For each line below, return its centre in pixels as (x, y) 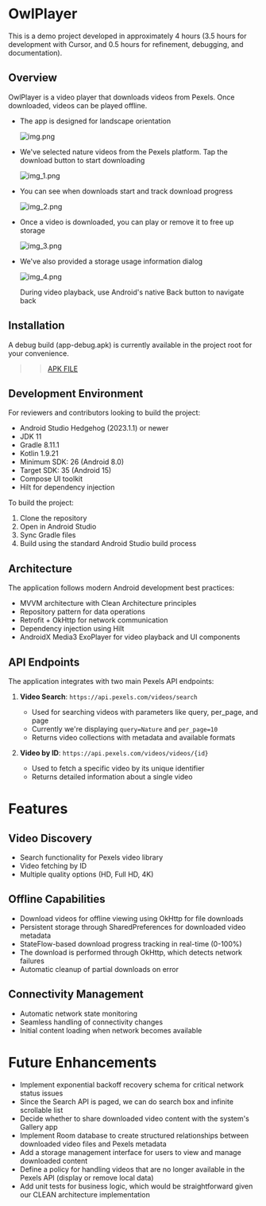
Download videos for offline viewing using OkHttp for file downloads (131, 918)
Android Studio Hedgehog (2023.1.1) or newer (94, 428)
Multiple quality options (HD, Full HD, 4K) (87, 874)
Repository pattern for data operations (82, 612)
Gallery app (39, 1126)
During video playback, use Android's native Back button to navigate (132, 292)
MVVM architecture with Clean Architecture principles (108, 603)
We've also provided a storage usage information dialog (111, 261)
